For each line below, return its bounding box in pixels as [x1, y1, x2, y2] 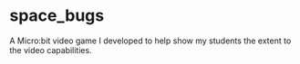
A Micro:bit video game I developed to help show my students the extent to [9, 35, 292, 46]
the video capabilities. [9, 44, 93, 55]
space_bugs [9, 5, 105, 26]
